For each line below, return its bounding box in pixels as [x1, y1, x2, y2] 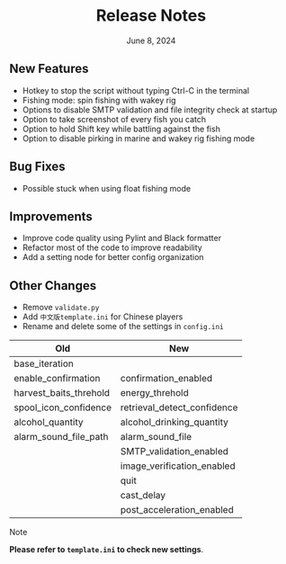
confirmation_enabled [120, 372, 213, 385]
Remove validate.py [22, 302, 100, 313]
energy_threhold [120, 387, 189, 399]
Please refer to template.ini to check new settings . [9, 544, 204, 555]
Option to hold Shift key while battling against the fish [22, 123, 220, 134]
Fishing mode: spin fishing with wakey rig [22, 94, 177, 105]
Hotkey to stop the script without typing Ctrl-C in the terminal [22, 85, 250, 95]
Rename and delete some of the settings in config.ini [22, 321, 224, 332]
